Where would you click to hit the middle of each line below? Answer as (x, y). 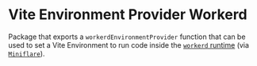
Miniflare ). (27, 53)
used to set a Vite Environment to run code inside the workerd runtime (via (129, 45)
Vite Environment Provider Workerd (128, 15)
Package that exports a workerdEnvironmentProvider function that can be (127, 37)
